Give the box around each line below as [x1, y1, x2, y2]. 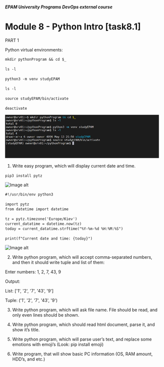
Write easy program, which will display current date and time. [12, 163, 136, 169]
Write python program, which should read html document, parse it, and [12, 321, 155, 327]
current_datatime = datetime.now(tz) [5, 221, 82, 226]
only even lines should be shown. [12, 312, 80, 318]
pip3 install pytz [5, 173, 42, 178]
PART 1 [5, 37, 20, 43]
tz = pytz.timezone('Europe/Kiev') [5, 216, 78, 221]
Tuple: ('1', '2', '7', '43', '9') [5, 297, 58, 303]
